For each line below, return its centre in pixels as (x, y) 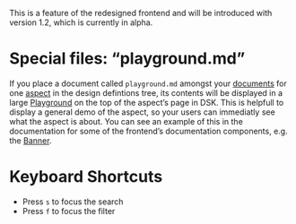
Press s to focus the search (73, 202)
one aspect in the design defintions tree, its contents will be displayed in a (146, 92)
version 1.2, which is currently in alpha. (81, 22)
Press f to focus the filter (69, 211)
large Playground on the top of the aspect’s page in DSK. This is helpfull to (147, 102)
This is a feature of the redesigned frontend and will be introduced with (141, 13)
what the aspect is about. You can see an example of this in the (126, 121)
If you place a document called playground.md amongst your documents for (148, 83)
